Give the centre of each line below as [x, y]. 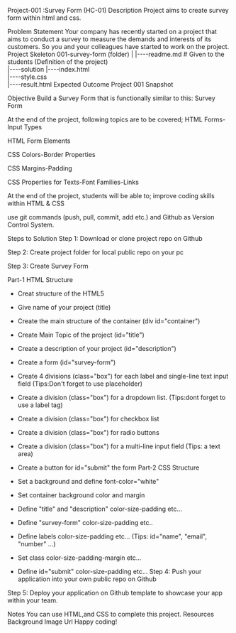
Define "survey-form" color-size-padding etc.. [85, 523]
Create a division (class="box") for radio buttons [88, 432]
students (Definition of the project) [58, 62]
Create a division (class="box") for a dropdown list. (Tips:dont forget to [122, 397]
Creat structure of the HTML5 [61, 293]
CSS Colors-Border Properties [51, 155]
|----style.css [27, 77]
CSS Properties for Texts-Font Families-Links [73, 182]
